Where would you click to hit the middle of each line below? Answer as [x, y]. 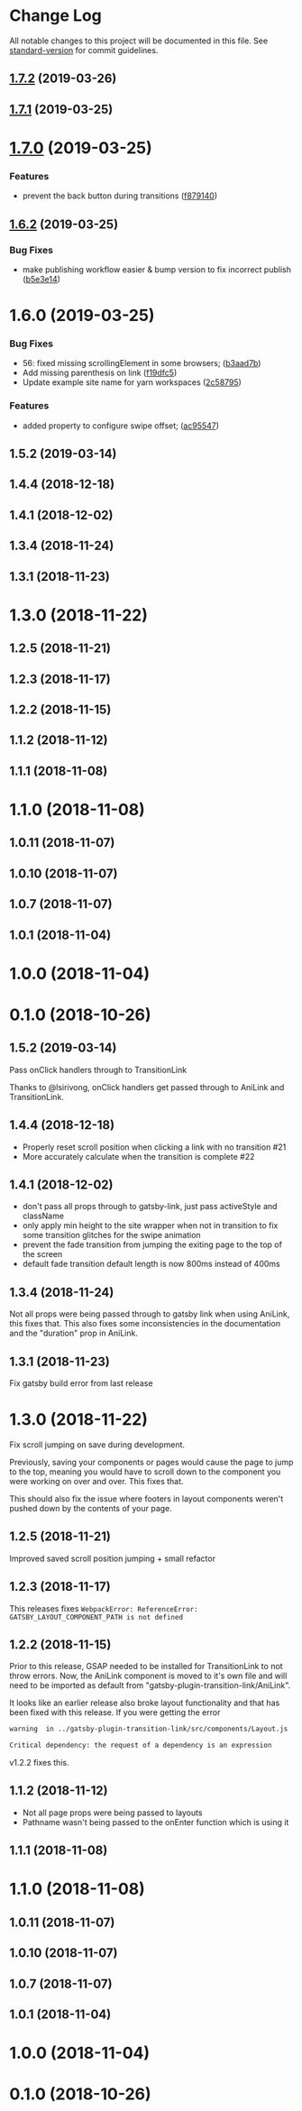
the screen [42, 1254]
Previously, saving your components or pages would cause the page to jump [151, 1462]
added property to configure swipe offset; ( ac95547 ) [120, 426]
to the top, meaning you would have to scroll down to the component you [145, 1472]
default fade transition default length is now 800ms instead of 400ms [151, 1264]
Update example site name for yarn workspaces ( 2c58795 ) [132, 382]
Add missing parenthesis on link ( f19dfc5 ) [100, 373]
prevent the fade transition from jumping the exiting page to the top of [152, 1244]
